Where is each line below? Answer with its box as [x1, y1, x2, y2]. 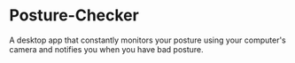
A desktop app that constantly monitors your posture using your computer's [9, 35, 286, 45]
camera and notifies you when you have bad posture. [9, 43, 204, 54]
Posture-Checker [9, 5, 139, 26]
